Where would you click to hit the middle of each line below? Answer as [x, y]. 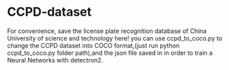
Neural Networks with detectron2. [55, 60]
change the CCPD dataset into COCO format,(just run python [94, 45]
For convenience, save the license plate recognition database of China [107, 31]
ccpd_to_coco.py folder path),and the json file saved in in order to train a [110, 53]
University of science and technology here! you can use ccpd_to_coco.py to [115, 38]
